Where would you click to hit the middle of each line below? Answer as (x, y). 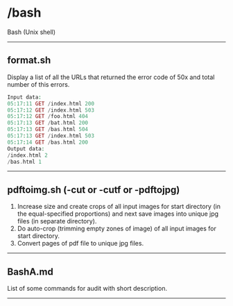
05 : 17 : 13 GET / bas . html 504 (48, 130)
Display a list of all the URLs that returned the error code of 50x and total (111, 77)
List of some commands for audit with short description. (87, 288)
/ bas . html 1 (24, 162)
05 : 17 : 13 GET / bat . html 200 (48, 123)
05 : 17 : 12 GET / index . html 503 (51, 110)
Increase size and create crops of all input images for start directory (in (119, 207)
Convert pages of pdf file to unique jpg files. (80, 244)
